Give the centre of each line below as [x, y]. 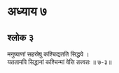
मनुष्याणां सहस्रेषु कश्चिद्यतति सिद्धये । [48, 54]
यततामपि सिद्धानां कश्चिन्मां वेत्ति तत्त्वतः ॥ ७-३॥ [59, 62]
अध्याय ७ [27, 11]
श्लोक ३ [20, 37]
